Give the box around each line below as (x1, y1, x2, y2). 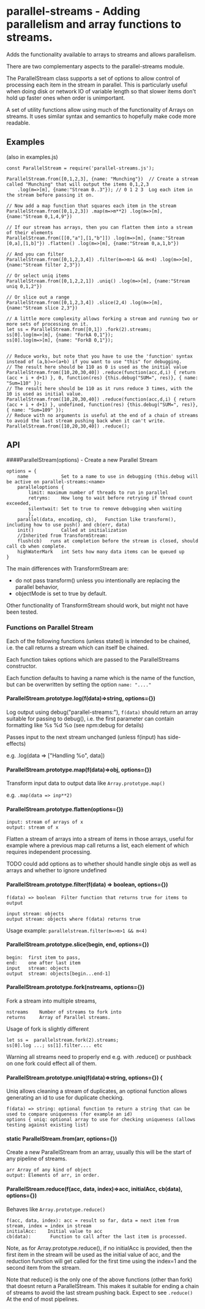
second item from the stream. (6, 1264, 81, 1271)
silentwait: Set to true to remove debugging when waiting (28, 506, 182, 512)
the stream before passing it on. (6, 192, 95, 198)
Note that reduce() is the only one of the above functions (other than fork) (6, 1276, 193, 1283)
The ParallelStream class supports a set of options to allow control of (6, 74, 181, 82)
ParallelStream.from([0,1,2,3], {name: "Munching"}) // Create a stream (6, 176, 199, 182)
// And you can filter (6, 251, 64, 257)
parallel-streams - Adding (6, 4, 141, 18)
